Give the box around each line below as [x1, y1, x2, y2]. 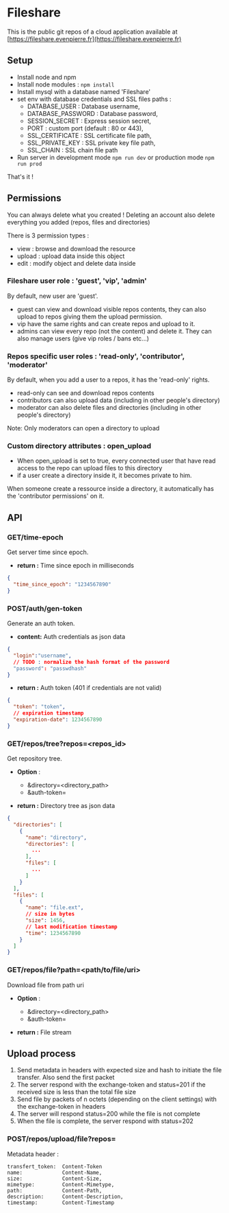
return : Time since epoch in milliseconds [16, 562, 135, 570]
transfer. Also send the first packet [16, 1073, 115, 1082]
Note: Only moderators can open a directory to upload [7, 424, 160, 432]
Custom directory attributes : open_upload [7, 441, 152, 451]
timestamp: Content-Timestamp [7, 1199, 115, 1206]
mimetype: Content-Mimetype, [7, 1181, 115, 1188]
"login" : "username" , [13, 652, 72, 659]
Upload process [7, 1048, 77, 1060]
